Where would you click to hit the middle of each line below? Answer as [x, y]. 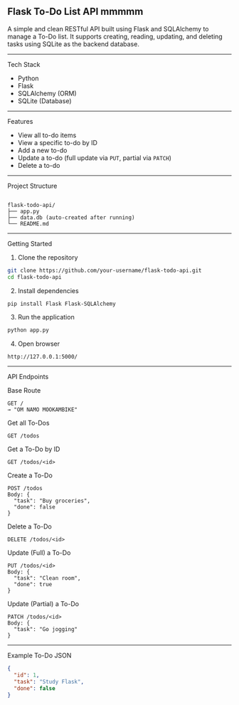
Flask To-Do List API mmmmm [75, 12]
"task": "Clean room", [47, 578]
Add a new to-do [42, 150]
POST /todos [25, 489]
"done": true [33, 585]
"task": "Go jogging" [46, 630]
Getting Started [30, 243]
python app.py [28, 330]
